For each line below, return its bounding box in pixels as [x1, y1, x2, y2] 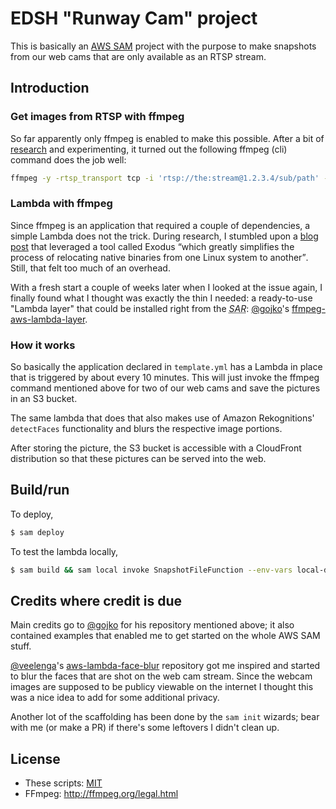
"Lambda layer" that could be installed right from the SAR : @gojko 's [10, 302, 290, 314]
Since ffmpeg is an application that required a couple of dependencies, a [10, 219, 311, 231]
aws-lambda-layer [10, 313, 86, 325]
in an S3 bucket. [10, 393, 78, 405]
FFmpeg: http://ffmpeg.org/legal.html [24, 788, 179, 800]
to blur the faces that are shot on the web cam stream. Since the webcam [10, 670, 313, 682]
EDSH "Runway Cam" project [10, 7, 258, 30]
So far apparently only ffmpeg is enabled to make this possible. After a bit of [10, 132, 325, 144]
